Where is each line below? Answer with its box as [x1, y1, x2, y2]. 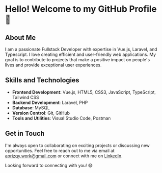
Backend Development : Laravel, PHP [12, 99, 88, 105]
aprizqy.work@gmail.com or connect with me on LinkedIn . [5, 153, 123, 159]
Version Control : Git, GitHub [12, 110, 70, 116]
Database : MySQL [12, 104, 50, 111]
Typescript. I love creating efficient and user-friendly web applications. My [5, 51, 156, 57]
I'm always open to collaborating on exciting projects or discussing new [5, 142, 150, 148]
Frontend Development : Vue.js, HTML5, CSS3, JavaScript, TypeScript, [12, 89, 156, 95]
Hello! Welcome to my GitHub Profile [5, 3, 157, 15]
